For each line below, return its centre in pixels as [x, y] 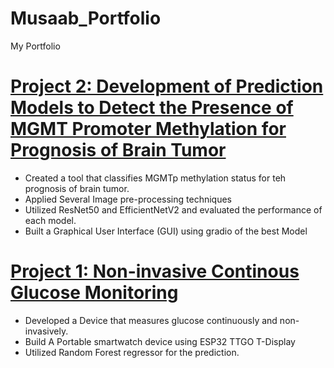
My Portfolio [35, 46]
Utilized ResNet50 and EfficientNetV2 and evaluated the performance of [173, 209]
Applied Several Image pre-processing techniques [128, 199]
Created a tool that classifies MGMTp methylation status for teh [155, 178]
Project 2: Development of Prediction [167, 86]
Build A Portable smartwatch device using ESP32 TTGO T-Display [160, 341]
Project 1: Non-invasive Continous [155, 271]
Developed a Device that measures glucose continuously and [151, 320]
